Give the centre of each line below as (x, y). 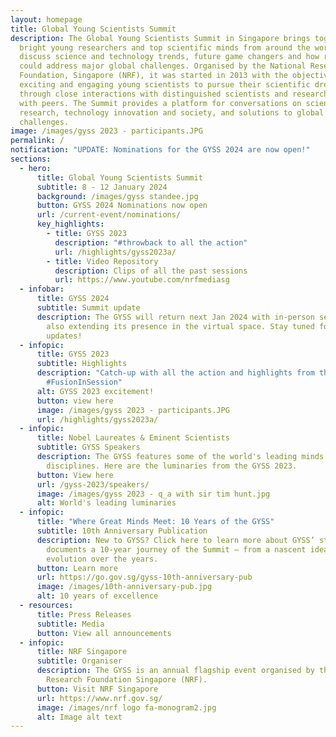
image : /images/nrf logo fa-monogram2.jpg (126, 707)
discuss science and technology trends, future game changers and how (169, 57)
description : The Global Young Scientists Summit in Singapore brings (160, 38)
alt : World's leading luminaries (106, 503)
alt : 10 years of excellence (97, 596)
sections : (31, 159)
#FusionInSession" (84, 382)
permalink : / (37, 141)
